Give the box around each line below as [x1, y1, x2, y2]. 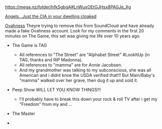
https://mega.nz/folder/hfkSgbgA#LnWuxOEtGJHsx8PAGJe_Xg [5, 4, 132, 10]
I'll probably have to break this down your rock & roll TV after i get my [19, 96, 158, 102]
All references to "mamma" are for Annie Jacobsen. [19, 62, 122, 68]
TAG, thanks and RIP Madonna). [19, 57, 83, 62]
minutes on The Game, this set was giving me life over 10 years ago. [5, 33, 141, 39]
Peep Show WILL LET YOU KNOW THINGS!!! [12, 87, 101, 92]
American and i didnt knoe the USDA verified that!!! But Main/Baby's [19, 72, 155, 78]
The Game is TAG [12, 43, 47, 48]
